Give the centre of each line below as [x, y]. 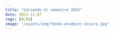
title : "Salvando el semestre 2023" [44, 10]
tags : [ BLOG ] [19, 19]
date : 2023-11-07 [23, 14]
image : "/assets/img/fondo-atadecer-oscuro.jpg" [57, 24]
